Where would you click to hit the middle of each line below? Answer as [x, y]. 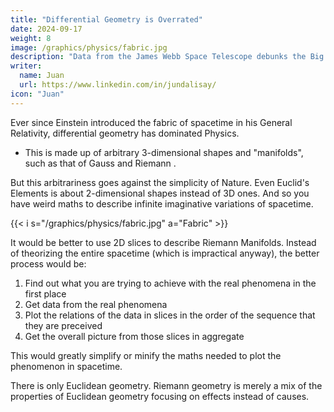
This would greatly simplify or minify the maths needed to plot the [146, 355]
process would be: [48, 263]
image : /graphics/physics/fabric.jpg [89, 47]
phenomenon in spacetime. [66, 366]
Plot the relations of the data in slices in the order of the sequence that [170, 315]
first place [45, 293]
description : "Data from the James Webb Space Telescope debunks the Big [167, 57]
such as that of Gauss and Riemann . [100, 163]
